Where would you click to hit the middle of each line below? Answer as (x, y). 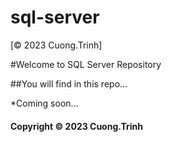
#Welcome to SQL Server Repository (86, 64)
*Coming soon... (44, 103)
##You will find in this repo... (69, 83)
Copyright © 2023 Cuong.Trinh (77, 126)
